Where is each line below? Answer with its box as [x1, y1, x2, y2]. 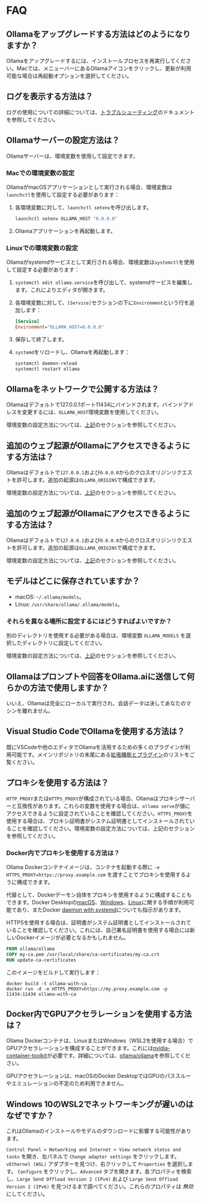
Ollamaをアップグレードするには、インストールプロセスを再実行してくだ [6, 58, 186, 64]
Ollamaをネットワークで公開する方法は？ [6, 384, 160, 394]
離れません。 [22, 707, 54, 714]
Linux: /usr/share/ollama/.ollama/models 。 [14, 600, 123, 607]
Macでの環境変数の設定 [6, 169, 75, 177]
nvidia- [152, 1045, 171, 1052]
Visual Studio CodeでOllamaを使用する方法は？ [6, 726, 185, 736]
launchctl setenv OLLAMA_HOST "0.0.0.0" [14, 215, 118, 222]
